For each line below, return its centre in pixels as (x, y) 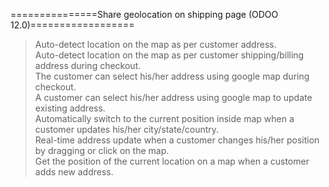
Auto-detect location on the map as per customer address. (155, 44)
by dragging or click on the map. (102, 150)
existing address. (70, 108)
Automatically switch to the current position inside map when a (164, 118)
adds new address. (74, 172)
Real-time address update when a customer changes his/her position (177, 140)
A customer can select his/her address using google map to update (173, 97)
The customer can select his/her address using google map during (172, 76)
